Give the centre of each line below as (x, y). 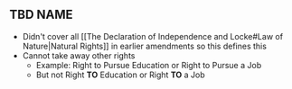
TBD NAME (42, 15)
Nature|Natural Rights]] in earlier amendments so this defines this (144, 46)
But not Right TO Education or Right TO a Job (120, 75)
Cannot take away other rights (79, 55)
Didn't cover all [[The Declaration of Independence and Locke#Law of (152, 36)
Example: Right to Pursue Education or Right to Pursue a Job (149, 65)
